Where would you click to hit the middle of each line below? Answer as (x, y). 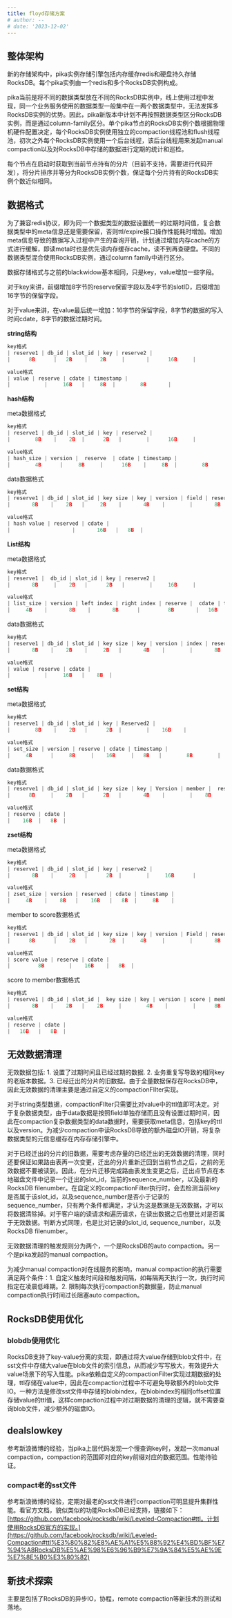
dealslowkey (35, 1431)
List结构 (19, 544)
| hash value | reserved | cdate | (58, 524)
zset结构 (20, 835)
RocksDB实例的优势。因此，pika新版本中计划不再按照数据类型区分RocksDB (115, 115)
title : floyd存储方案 (36, 13)
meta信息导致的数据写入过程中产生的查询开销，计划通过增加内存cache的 (111, 240)
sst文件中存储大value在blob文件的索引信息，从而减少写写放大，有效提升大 (113, 1365)
